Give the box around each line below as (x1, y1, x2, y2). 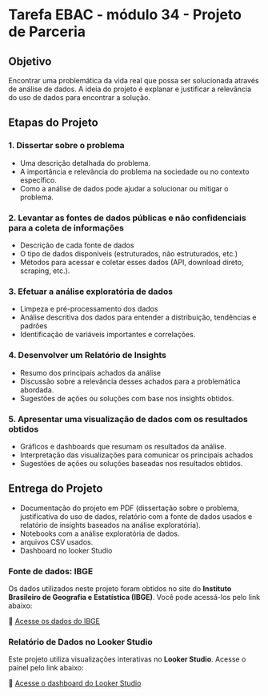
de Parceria (8, 22, 86, 41)
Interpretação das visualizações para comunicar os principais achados (19, 450, 254, 460)
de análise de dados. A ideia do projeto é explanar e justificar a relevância (8, 84, 252, 94)
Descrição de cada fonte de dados (19, 240, 134, 250)
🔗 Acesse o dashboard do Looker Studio (8, 678, 142, 688)
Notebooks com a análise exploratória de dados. (19, 529, 180, 538)
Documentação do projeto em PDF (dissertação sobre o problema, (19, 503, 240, 513)
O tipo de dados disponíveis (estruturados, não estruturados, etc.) (19, 248, 238, 258)
